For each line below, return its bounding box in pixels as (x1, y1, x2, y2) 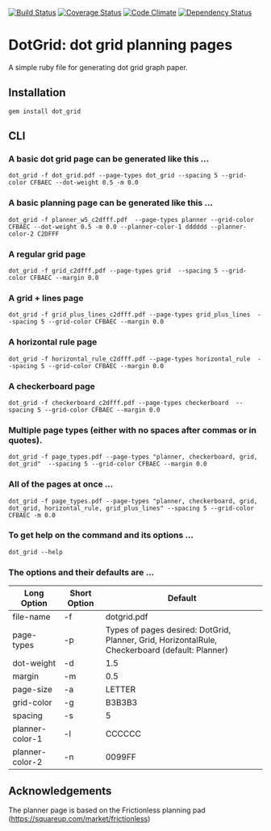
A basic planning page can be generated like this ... (8, 198, 214, 209)
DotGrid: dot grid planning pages (8, 36, 233, 54)
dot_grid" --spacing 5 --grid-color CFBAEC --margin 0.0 (8, 460, 207, 468)
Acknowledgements (8, 783, 112, 798)
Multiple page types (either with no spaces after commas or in (8, 424, 256, 436)
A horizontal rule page (8, 336, 98, 348)
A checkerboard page (8, 380, 95, 391)
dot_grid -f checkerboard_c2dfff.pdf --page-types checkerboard (8, 399, 229, 407)
